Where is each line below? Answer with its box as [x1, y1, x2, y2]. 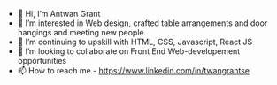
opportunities [17, 56, 67, 66]
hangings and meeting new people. [17, 27, 147, 37]
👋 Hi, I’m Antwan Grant [17, 9, 101, 19]
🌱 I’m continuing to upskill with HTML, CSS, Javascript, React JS [17, 36, 253, 47]
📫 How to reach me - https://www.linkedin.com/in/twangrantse [17, 66, 250, 75]
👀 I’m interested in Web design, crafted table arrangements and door [17, 18, 268, 28]
